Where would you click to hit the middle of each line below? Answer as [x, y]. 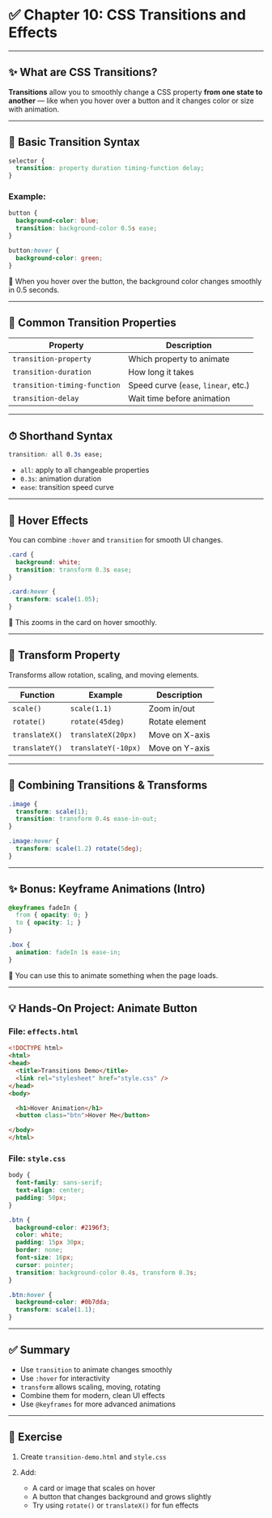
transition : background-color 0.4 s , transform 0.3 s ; [106, 1273]
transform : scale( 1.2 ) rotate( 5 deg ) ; [79, 849]
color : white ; [39, 1235]
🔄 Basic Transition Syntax [74, 142]
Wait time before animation [179, 398]
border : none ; [39, 1250]
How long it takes [161, 372]
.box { [19, 945]
